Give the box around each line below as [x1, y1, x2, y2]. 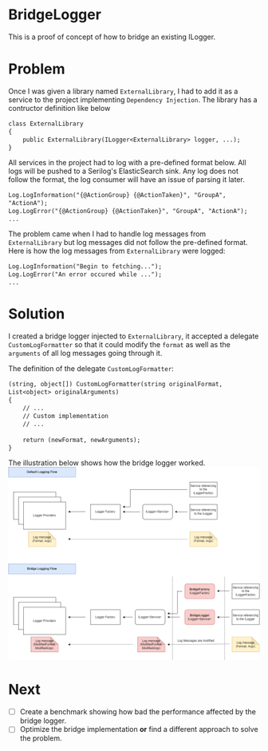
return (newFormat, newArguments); [22, 436, 141, 444]
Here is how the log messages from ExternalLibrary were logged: [8, 246, 226, 255]
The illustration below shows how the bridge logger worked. [8, 457, 206, 468]
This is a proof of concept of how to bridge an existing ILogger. [8, 32, 216, 42]
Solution [8, 305, 65, 323]
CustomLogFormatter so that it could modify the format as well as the [8, 339, 231, 349]
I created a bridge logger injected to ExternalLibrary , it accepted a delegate [8, 331, 259, 341]
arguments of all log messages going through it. [8, 348, 163, 358]
